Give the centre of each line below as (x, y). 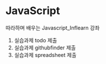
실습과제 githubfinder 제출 (45, 48)
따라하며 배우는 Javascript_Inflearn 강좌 (53, 28)
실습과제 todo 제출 (36, 40)
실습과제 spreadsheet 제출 (45, 55)
